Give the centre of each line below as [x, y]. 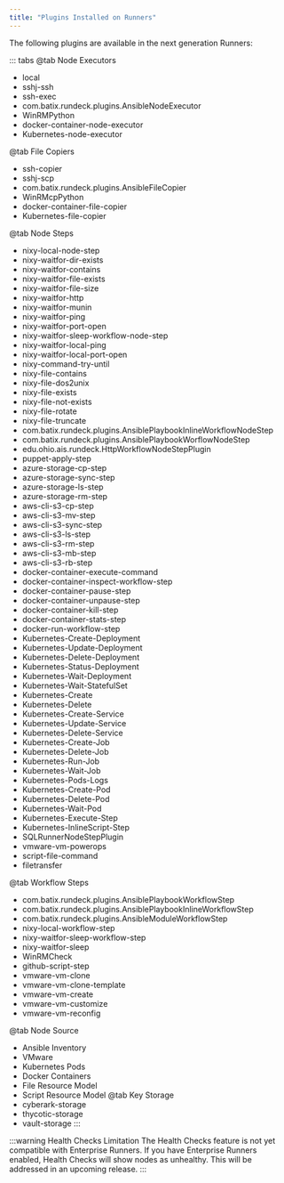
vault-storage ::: [51, 1123]
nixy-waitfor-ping [54, 316]
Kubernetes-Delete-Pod [66, 798]
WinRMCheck [47, 956]
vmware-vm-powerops [64, 846]
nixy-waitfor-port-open [64, 326]
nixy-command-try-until [66, 364]
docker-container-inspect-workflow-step [97, 581]
